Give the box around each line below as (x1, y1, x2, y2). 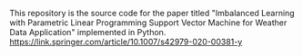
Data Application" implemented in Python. (9, 27, 167, 37)
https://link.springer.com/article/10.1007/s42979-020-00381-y (9, 36, 243, 47)
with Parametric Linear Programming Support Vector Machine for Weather (9, 17, 288, 28)
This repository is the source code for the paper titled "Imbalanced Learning (9, 8, 295, 18)
